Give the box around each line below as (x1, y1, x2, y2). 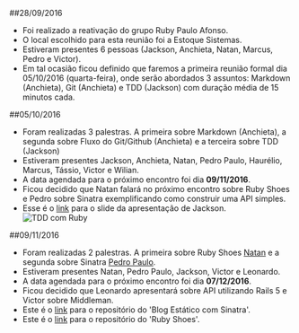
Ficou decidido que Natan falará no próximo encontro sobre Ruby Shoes (22, 184, 290, 194)
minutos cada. (22, 92, 75, 102)
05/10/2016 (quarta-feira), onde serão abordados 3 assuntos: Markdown (22, 73, 291, 83)
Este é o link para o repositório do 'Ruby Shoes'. (22, 314, 200, 324)
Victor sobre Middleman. (22, 295, 114, 305)
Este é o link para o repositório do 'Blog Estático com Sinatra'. (22, 304, 251, 315)
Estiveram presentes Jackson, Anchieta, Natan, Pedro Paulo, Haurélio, (22, 155, 283, 165)
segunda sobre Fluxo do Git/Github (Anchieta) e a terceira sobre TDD (22, 136, 279, 146)
